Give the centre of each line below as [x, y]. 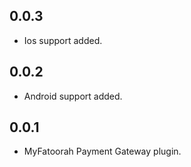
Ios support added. [63, 40]
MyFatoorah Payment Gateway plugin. [102, 151]
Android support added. [73, 96]
